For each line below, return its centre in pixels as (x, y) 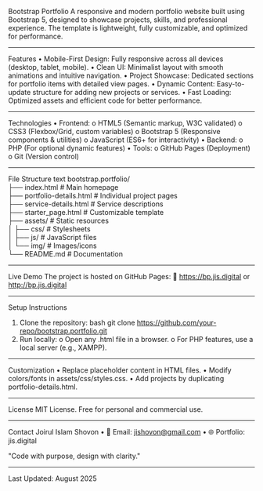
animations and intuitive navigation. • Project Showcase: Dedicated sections (131, 75)
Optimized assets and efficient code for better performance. (105, 100)
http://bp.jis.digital (38, 285)
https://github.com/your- (177, 322)
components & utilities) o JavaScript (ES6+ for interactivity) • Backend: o (126, 140)
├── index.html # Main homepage (63, 187)
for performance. (36, 36)
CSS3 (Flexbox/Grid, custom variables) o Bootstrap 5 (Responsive (114, 131)
